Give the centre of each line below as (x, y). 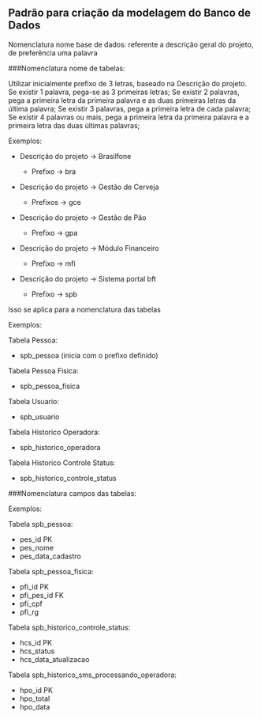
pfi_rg (29, 611)
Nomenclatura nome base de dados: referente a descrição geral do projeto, (131, 44)
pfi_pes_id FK (42, 595)
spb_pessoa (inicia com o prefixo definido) (89, 355)
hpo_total (35, 698)
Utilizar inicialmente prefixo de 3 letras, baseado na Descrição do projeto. (127, 83)
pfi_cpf (31, 604)
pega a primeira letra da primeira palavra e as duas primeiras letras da (122, 100)
